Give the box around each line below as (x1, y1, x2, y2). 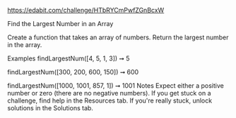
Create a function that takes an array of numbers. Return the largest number (7, 33, 229, 41)
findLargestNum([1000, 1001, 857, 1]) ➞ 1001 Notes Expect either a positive (7, 81, 224, 90)
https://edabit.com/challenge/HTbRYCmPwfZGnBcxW (7, 6, 165, 14)
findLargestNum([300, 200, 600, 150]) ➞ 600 (7, 68, 139, 76)
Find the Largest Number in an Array (7, 20, 114, 27)
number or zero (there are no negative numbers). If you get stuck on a (7, 89, 211, 97)
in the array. (7, 41, 42, 48)
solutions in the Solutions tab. (7, 104, 94, 112)
